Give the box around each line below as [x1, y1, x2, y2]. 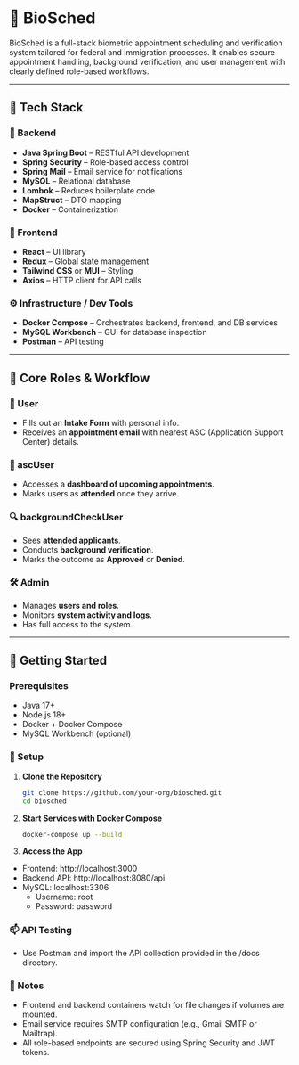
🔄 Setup [9, 750, 44, 763]
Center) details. [21, 436, 79, 446]
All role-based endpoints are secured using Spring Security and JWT [21, 1037, 276, 1048]
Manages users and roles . [21, 600, 120, 610]
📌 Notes [9, 979, 44, 992]
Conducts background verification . [21, 544, 154, 555]
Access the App [21, 846, 83, 856]
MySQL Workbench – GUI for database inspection [21, 327, 207, 338]
